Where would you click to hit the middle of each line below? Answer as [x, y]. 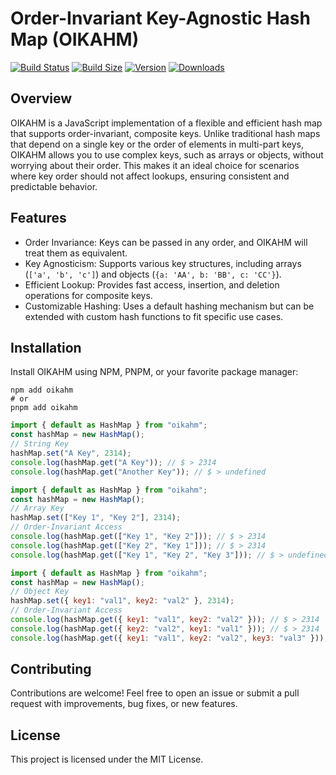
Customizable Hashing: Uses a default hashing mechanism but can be [169, 306]
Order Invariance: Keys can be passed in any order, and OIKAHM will [166, 242]
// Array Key [37, 508]
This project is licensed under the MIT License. [107, 759]
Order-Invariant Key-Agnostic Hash [160, 18]
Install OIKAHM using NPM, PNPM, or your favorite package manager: [154, 372]
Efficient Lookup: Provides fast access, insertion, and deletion [152, 284]
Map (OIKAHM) [75, 39]
